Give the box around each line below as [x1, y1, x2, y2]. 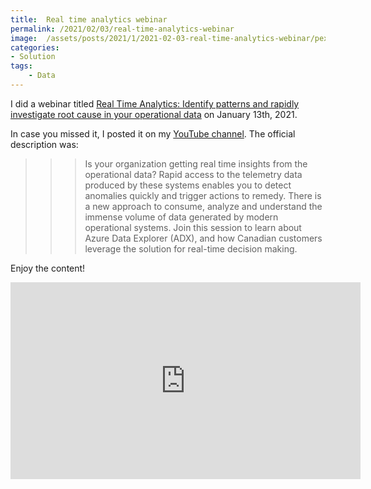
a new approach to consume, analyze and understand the [84, 200, 323, 212]
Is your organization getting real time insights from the [84, 157, 308, 170]
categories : [10, 42, 60, 53]
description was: [10, 138, 79, 150]
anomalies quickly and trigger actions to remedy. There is [84, 189, 322, 201]
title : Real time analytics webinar [10, 14, 168, 25]
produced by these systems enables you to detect [84, 179, 292, 191]
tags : [10, 61, 33, 71]
